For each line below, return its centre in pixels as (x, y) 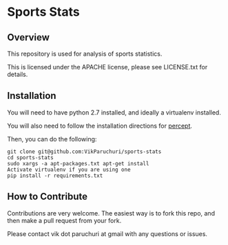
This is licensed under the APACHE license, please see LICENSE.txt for (107, 67)
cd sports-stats (30, 157)
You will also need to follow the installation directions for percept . (100, 126)
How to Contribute (48, 197)
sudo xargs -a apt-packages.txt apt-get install (78, 163)
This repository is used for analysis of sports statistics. (85, 54)
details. (18, 74)
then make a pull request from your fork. (64, 220)
